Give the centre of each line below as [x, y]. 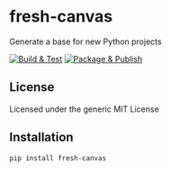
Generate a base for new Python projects [85, 41]
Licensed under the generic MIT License [84, 109]
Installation [41, 137]
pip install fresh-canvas [58, 158]
